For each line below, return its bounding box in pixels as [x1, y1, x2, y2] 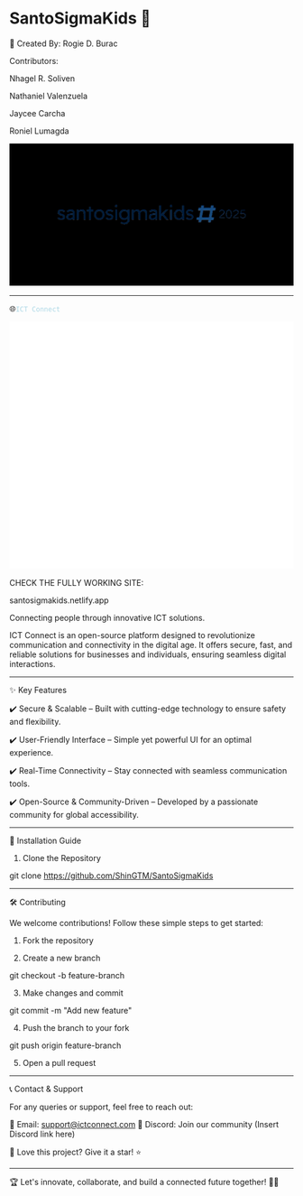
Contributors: [9, 55, 59, 66]
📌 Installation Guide [9, 835, 82, 846]
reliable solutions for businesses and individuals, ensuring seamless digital [9, 649, 287, 660]
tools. [9, 778, 31, 789]
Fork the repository [22, 934, 95, 946]
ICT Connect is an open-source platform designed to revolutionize [9, 629, 255, 640]
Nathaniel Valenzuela [9, 90, 88, 101]
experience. [9, 746, 54, 757]
